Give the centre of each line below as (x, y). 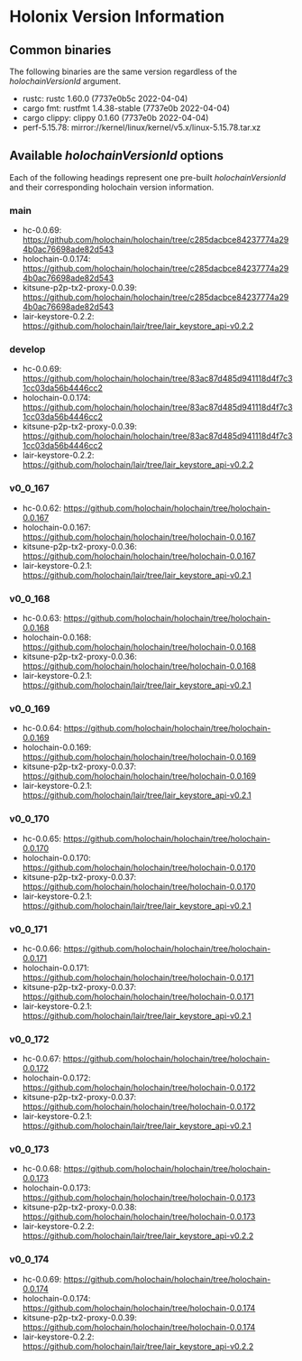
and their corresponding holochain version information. (112, 187)
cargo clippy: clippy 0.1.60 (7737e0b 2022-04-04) (115, 118)
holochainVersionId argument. (65, 81)
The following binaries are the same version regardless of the (123, 71)
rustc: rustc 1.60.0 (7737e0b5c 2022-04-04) (105, 98)
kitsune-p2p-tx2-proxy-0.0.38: (79, 1208)
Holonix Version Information (117, 17)
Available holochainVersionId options (116, 156)
